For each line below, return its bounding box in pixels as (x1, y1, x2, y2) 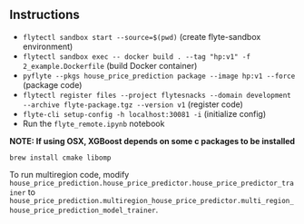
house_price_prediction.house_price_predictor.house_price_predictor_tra (9, 179, 295, 188)
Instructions (9, 7, 80, 23)
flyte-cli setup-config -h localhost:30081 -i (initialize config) (22, 108, 267, 119)
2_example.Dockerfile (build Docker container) (22, 60, 198, 71)
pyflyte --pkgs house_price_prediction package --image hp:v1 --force (22, 72, 296, 81)
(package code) (22, 79, 83, 90)
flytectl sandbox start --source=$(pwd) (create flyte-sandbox (22, 31, 261, 42)
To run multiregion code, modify (9, 169, 130, 180)
